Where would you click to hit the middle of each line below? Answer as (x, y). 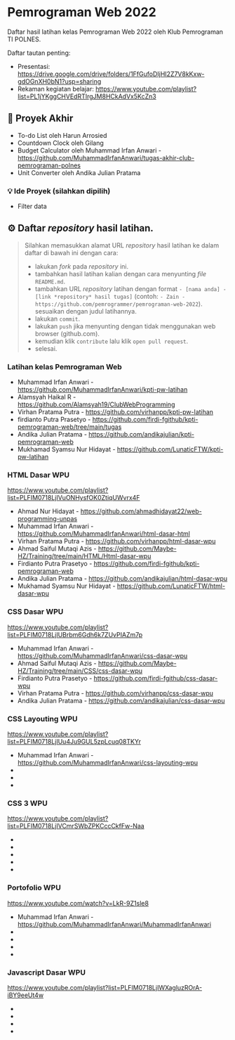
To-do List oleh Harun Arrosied (62, 135)
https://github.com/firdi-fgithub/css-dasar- (156, 678)
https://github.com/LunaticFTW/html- (171, 586)
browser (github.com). (67, 333)
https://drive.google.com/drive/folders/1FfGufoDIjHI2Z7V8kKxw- (111, 74)
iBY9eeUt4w (26, 995)
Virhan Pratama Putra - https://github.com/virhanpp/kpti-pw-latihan (115, 412)
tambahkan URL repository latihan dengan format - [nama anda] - (130, 288)
